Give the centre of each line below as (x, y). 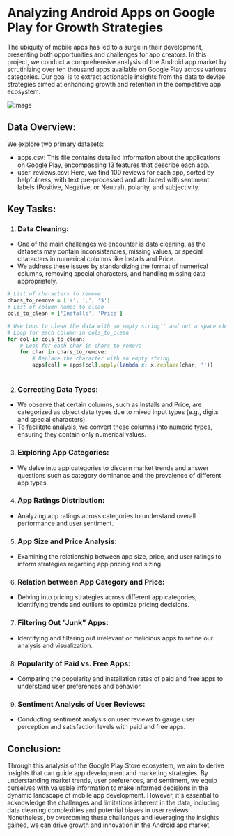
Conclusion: (34, 749)
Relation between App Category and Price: (91, 582)
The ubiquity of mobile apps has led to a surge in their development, (105, 47)
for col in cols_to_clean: (46, 339)
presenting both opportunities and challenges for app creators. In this (107, 54)
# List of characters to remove (54, 294)
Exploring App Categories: (63, 453)
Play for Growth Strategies (85, 28)
